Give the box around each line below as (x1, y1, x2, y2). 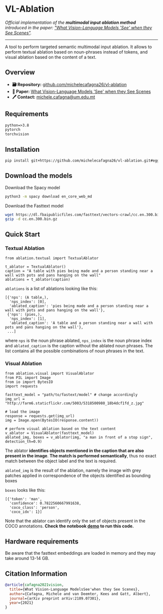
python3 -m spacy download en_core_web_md (5, 194, 92, 199)
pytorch (5, 127, 21, 132)
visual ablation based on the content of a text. (5, 54, 97, 60)
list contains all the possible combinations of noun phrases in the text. (5, 348, 145, 354)
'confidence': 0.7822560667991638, (9, 501, 81, 506)
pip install (5, 158, 29, 163)
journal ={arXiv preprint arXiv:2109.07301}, (9, 596, 101, 601)
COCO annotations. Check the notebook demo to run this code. (5, 523, 134, 529)
